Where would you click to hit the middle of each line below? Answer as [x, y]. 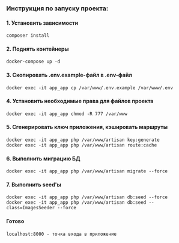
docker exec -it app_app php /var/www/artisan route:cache [82, 145]
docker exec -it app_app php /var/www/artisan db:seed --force [87, 197]
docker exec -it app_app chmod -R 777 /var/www [67, 114]
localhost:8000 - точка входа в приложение [62, 234]
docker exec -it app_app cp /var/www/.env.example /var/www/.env [89, 88]
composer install [28, 36]
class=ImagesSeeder [31, 208]
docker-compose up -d [33, 62]
